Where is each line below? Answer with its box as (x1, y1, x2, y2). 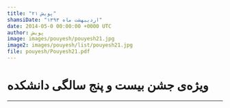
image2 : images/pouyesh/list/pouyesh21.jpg (7, 42, 133, 49)
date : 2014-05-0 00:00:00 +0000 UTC (7, 23, 112, 29)
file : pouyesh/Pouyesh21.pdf (7, 49, 90, 55)
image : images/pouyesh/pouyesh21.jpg (7, 36, 115, 42)
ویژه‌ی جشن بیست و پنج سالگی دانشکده (7, 78, 209, 93)
